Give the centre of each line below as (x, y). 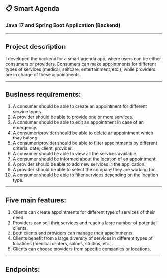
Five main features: (36, 200)
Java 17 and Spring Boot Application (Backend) (63, 25)
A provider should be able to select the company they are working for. (84, 170)
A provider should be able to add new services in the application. (79, 164)
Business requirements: (43, 94)
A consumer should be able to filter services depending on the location (85, 175)
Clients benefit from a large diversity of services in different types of (83, 238)
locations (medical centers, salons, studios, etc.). (63, 244)
